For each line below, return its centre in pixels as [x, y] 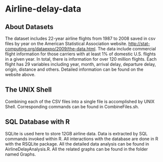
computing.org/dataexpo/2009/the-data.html [50, 49]
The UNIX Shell [28, 90]
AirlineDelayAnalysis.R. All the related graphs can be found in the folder [77, 149]
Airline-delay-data [43, 9]
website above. [20, 74]
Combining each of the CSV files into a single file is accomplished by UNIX [80, 101]
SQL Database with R [37, 122]
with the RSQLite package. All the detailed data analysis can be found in [77, 144]
